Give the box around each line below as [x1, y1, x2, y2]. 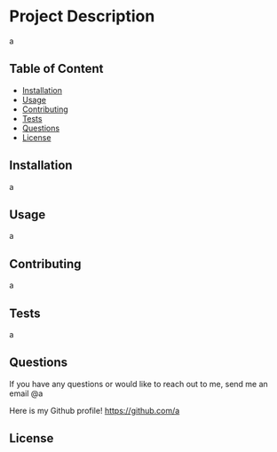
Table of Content [9, 61, 104, 76]
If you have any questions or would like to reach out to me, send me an [9, 378, 268, 389]
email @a [9, 388, 44, 399]
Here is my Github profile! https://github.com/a [9, 405, 180, 416]
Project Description [9, 6, 155, 27]
